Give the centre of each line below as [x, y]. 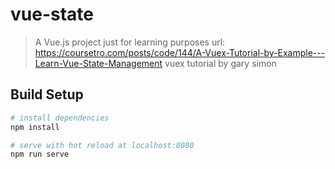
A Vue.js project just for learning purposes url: [130, 42]
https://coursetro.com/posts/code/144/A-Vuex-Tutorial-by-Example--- [180, 52]
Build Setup [47, 94]
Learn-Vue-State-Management [98, 63]
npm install [35, 127]
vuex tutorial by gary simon [220, 63]
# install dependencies [60, 118]
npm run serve [40, 154]
